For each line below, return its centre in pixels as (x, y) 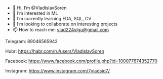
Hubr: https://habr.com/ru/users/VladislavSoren (55, 51)
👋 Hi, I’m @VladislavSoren (39, 8)
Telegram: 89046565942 (32, 41)
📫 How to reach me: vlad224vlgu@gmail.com (60, 30)
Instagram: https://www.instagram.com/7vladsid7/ (58, 71)
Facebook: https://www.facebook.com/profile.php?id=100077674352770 (81, 61)
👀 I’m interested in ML (35, 13)
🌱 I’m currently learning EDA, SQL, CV (52, 18)
